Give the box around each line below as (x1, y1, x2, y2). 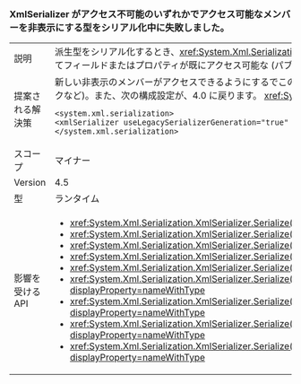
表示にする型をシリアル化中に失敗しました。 (37, 21, 230, 33)
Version (13, 177, 47, 189)
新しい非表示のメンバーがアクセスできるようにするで (54, 76, 279, 89)
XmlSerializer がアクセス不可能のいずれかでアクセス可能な (9, 7, 263, 20)
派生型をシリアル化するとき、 (54, 46, 180, 58)
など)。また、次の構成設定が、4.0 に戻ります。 (63, 90, 262, 102)
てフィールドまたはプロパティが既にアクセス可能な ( (54, 59, 275, 72)
